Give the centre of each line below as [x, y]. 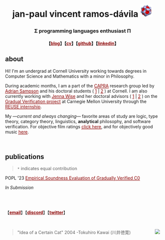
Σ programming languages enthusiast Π [82, 31]
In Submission [19, 188]
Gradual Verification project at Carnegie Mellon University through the [76, 101]
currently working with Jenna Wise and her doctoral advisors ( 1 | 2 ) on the [81, 96]
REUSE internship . [23, 106]
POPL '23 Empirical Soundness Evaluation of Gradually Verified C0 [73, 178]
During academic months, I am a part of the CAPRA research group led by [80, 86]
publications [25, 157]
